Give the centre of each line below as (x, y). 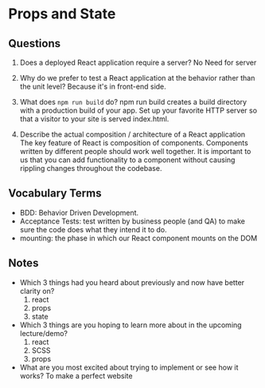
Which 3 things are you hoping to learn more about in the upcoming (131, 325)
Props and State (62, 14)
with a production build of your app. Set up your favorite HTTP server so (138, 110)
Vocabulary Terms (55, 194)
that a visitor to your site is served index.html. (94, 119)
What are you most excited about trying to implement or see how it (129, 367)
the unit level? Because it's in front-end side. (93, 86)
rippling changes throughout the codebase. (91, 168)
